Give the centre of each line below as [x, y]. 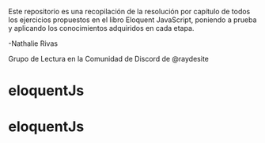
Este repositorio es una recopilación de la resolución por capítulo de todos [129, 11]
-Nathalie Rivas [33, 43]
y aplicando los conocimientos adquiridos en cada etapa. [101, 28]
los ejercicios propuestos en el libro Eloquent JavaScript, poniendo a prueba [132, 20]
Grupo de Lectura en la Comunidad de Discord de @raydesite [109, 59]
